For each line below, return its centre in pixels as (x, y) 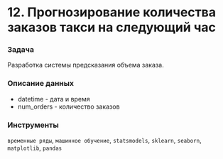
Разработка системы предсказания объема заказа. (86, 65)
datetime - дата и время (54, 99)
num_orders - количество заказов (69, 106)
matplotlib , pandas (35, 148)
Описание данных (41, 84)
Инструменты (33, 125)
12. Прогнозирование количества (112, 12)
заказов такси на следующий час (112, 27)
